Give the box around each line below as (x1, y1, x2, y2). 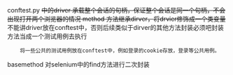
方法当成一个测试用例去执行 (7, 32, 87, 40)
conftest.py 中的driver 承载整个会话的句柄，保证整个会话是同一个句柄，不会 (7, 6, 226, 14)
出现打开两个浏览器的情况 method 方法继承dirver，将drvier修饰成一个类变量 (7, 15, 226, 23)
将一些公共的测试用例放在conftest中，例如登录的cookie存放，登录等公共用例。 (20, 47, 220, 54)
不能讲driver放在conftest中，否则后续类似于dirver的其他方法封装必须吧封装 (7, 24, 224, 31)
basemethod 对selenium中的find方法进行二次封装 (7, 60, 150, 68)
